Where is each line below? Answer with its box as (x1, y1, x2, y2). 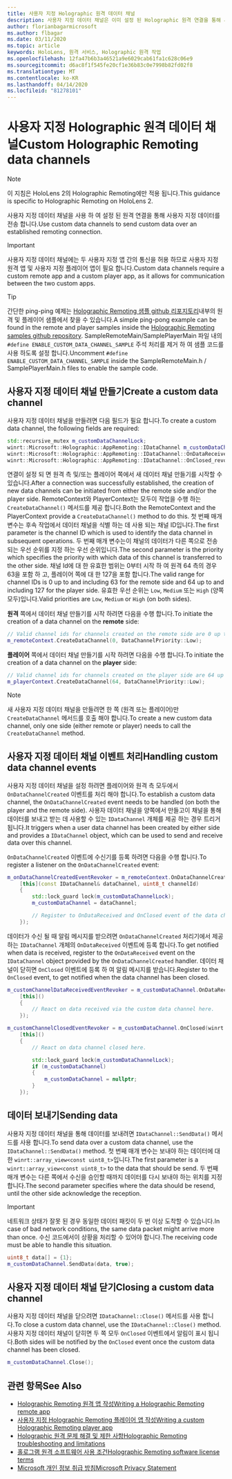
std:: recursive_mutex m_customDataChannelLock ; (7, 437, 147, 444)
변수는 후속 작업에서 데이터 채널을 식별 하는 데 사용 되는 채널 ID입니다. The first (7, 521, 219, 529)
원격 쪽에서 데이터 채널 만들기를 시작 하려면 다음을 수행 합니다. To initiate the (7, 610, 213, 618)
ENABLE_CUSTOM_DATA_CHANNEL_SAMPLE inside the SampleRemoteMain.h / (7, 357, 207, 365)
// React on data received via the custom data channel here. (32, 1006, 215, 1013)
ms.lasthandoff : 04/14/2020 (7, 81, 88, 88)
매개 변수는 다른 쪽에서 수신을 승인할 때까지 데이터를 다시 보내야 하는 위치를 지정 (7, 1172, 223, 1181)
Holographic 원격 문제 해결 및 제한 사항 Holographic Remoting (17, 1432, 188, 1440)
